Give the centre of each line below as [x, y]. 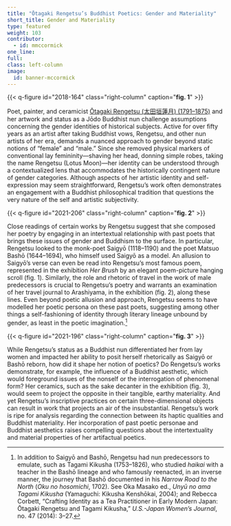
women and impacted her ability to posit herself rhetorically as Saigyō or [110, 357]
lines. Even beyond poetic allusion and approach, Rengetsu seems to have [112, 300]
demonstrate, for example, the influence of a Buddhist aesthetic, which [108, 372]
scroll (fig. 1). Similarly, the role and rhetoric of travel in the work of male [109, 278]
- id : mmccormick [38, 45]
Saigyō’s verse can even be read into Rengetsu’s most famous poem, [105, 263]
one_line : [21, 52]
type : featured [29, 26]
